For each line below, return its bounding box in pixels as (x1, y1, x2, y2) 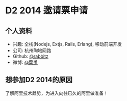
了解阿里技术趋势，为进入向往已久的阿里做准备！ (5, 90, 108, 96)
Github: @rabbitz (12, 53, 48, 59)
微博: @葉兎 (12, 59, 38, 65)
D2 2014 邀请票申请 (5, 5, 88, 16)
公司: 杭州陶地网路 (12, 47, 52, 54)
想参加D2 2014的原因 (5, 75, 73, 84)
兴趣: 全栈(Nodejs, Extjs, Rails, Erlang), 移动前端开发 (12, 41, 122, 47)
